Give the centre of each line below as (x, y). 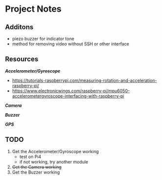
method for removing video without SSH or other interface (71, 44)
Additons (19, 27)
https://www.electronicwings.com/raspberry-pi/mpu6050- (71, 91)
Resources (22, 59)
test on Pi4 (30, 157)
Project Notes (33, 9)
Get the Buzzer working (36, 172)
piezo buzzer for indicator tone (43, 39)
